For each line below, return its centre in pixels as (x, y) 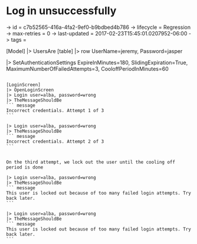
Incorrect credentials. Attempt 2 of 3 (55, 141)
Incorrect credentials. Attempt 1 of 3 (55, 110)
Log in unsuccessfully (61, 11)
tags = (19, 39)
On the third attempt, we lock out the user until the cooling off (91, 162)
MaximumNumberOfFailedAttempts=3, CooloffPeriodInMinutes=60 (88, 68)
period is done (25, 167)
